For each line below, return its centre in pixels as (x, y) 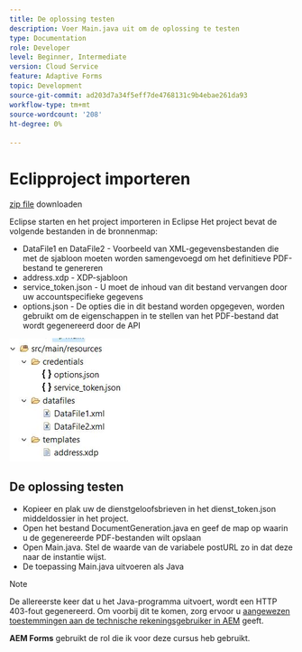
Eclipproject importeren (100, 179)
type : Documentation (48, 38)
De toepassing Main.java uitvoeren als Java (103, 566)
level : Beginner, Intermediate (68, 57)
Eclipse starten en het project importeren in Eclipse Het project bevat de (143, 222)
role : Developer (40, 48)
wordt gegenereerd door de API (82, 326)
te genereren (79, 268)
